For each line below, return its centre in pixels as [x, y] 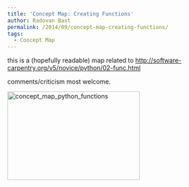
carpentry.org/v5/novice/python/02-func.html [74, 68]
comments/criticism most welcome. [59, 81]
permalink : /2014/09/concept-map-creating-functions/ [88, 27]
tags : [15, 34]
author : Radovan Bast [39, 21]
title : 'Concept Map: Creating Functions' [71, 14]
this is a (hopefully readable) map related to [71, 60]
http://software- [158, 60]
